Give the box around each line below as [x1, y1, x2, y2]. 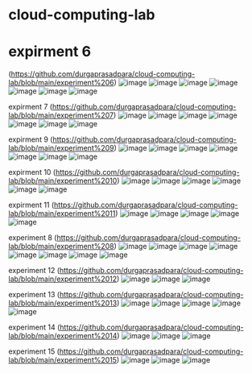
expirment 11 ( [8, 200, 55, 210]
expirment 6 [8, 43, 91, 61]
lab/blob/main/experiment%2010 [8, 176, 118, 186]
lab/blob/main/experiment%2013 [8, 298, 118, 308]
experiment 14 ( [8, 322, 60, 332]
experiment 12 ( [8, 266, 60, 276]
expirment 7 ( [8, 102, 53, 112]
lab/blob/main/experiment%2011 [8, 209, 116, 218]
